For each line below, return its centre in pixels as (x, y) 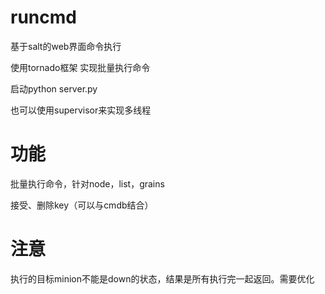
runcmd (43, 17)
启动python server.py (54, 88)
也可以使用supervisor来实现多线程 (81, 110)
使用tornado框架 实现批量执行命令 (80, 67)
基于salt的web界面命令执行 (66, 46)
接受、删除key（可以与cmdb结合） (82, 205)
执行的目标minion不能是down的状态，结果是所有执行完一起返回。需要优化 (162, 278)
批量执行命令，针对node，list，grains (87, 183)
